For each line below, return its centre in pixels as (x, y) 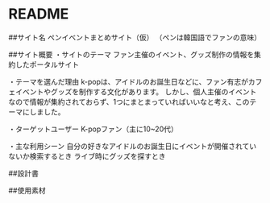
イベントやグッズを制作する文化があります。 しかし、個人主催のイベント (136, 91)
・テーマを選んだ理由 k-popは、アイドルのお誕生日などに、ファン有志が (128, 81)
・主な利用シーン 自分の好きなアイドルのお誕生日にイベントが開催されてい (133, 146)
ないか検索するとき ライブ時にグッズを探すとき (87, 156)
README (39, 14)
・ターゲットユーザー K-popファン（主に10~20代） (93, 129)
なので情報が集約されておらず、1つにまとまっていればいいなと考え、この (129, 101)
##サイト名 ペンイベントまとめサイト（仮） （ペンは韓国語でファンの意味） (135, 37)
